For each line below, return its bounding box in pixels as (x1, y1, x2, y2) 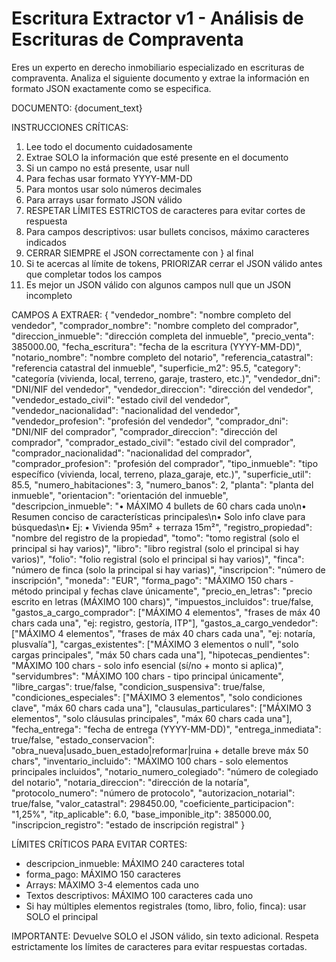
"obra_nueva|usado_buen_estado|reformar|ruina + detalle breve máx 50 (11, 744, 309, 756)
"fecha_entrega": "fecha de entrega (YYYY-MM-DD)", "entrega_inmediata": (11, 723, 322, 735)
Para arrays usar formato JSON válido (25, 193, 183, 206)
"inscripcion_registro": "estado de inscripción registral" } (11, 818, 246, 831)
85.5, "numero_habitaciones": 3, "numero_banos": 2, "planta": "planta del (11, 478, 314, 491)
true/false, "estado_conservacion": (11, 733, 155, 746)
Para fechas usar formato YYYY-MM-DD (25, 172, 193, 184)
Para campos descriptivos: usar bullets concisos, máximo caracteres (25, 225, 310, 237)
